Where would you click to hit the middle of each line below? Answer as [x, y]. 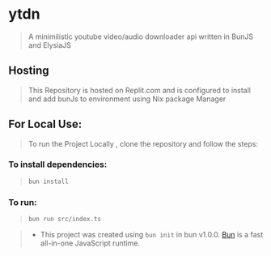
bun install [48, 181]
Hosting [29, 71]
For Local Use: [45, 124]
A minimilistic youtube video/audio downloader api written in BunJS [140, 36]
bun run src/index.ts [64, 220]
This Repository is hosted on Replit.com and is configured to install [139, 90]
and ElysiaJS [49, 45]
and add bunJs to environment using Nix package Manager [127, 99]
